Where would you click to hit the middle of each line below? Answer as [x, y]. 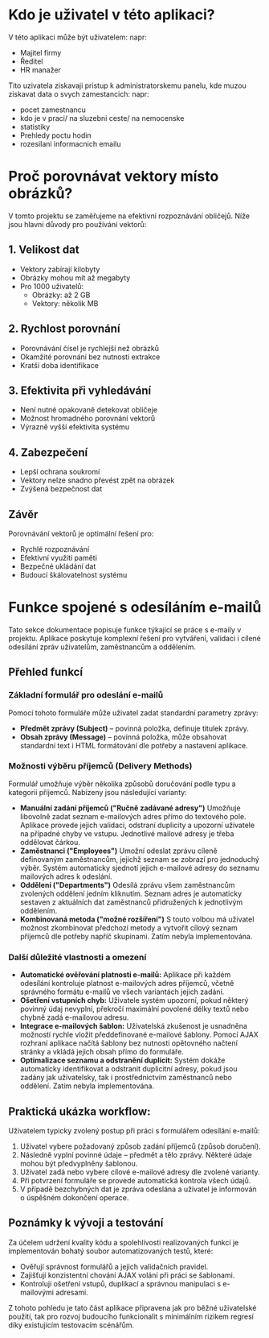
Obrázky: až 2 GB [61, 295]
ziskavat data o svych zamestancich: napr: [79, 93]
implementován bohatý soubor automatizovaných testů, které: [111, 1251]
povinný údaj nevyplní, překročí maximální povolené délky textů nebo [134, 1009]
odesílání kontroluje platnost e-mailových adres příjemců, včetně [127, 984]
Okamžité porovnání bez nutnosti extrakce [90, 357]
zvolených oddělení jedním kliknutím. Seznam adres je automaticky [131, 893]
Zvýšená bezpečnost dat [61, 489]
